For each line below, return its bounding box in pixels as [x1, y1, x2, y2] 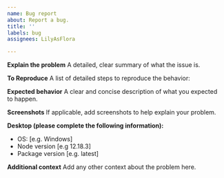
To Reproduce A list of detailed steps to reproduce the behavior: [7, 74, 191, 83]
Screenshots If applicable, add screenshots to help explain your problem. [7, 108, 216, 117]
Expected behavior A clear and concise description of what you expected [7, 88, 218, 96]
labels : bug [7, 29, 41, 37]
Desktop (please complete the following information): [7, 121, 164, 130]
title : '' [7, 23, 36, 30]
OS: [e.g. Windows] [17, 135, 73, 144]
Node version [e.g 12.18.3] [17, 142, 91, 150]
